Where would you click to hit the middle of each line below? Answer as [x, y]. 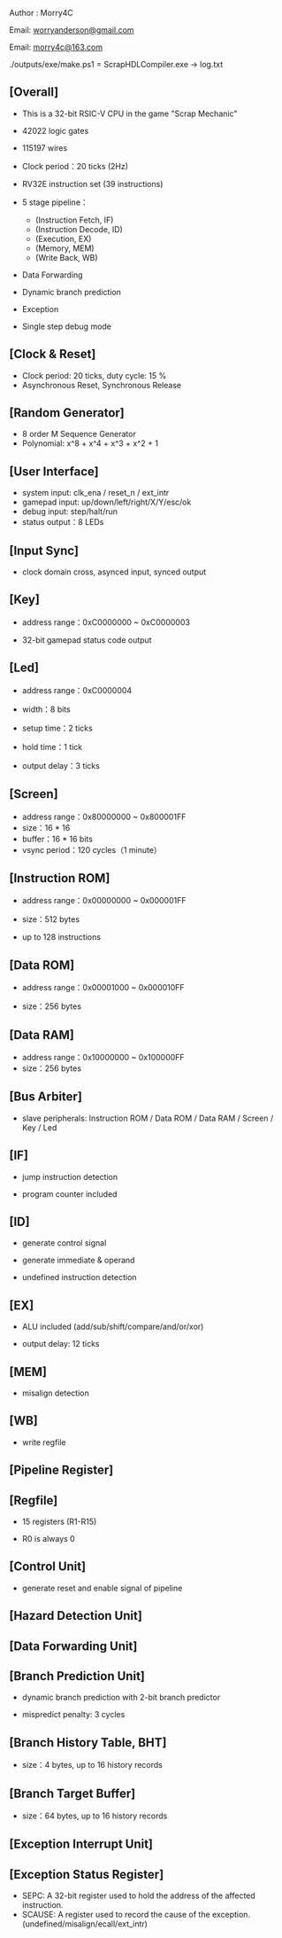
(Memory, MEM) [65, 248]
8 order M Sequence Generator [79, 434]
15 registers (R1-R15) [59, 1522]
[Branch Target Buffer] [72, 1793]
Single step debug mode [67, 326]
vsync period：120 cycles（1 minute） [91, 849]
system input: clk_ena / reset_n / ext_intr [95, 493]
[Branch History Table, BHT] [88, 1743]
